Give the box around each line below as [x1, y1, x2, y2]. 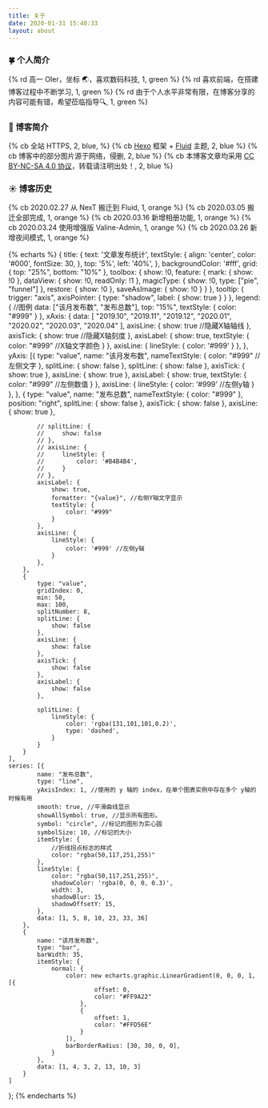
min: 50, [37, 594, 66, 602]
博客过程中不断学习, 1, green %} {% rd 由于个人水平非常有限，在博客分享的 [8, 87, 255, 96]
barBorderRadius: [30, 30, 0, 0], [65, 1042, 181, 1050]
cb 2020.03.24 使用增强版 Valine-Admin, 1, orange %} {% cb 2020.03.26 [8, 223, 249, 232]
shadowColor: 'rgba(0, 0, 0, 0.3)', [50, 879, 174, 888]
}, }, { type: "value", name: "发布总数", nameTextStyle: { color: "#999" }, [8, 389, 244, 399]
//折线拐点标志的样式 [50, 844, 113, 852]
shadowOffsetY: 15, [50, 901, 116, 909]
